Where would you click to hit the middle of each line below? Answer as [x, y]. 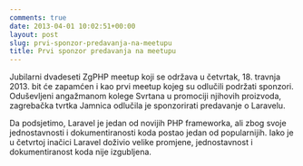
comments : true [38, 18]
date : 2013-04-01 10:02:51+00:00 [73, 26]
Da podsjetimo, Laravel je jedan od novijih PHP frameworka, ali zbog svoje [148, 124]
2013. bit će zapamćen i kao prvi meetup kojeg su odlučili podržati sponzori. [152, 87]
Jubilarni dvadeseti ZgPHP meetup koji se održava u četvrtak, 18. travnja [145, 77]
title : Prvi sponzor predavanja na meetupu [93, 51]
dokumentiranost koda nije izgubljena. [81, 152]
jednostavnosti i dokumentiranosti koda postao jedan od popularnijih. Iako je [151, 133]
